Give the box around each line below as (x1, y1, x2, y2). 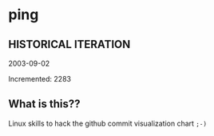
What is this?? (8, 98, 81, 111)
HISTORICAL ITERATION (8, 38, 131, 51)
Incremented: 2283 (8, 74, 72, 83)
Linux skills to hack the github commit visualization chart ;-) (8, 118, 208, 128)
